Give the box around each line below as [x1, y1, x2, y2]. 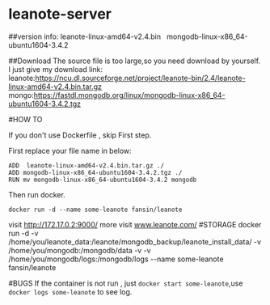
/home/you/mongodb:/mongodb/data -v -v [8, 245, 151, 255]
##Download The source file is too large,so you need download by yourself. [8, 56, 261, 66]
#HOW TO [8, 114, 43, 124]
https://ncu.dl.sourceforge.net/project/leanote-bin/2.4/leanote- [35, 73, 246, 83]
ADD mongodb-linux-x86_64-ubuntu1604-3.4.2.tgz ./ [8, 168, 183, 176]
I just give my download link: [8, 64, 103, 74]
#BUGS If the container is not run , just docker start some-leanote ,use [8, 278, 243, 288]
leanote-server [8, 5, 112, 23]
